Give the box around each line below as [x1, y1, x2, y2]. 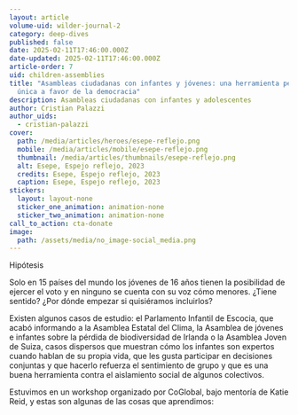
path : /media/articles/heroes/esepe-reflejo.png [17, 137, 200, 145]
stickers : [9, 186, 46, 195]
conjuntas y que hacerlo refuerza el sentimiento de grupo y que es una [9, 360, 269, 371]
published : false [9, 37, 74, 47]
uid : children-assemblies [9, 71, 105, 80]
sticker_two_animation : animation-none [17, 210, 165, 220]
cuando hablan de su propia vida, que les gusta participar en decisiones [9, 351, 273, 362]
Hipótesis [9, 260, 44, 270]
